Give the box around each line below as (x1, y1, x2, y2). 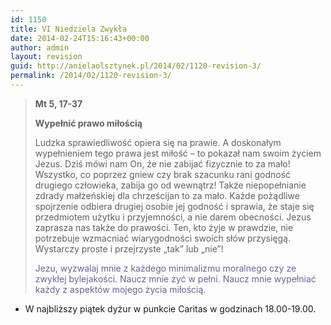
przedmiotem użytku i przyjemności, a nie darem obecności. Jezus (34, 211, 312, 223)
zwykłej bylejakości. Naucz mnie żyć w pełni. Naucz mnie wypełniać (34, 272, 317, 285)
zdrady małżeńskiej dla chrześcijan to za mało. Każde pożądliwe (34, 189, 300, 201)
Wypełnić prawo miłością (34, 117, 143, 129)
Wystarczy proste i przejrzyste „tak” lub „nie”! (34, 242, 224, 255)
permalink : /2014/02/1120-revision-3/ (10, 71, 172, 81)
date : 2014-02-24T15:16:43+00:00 (10, 33, 150, 43)
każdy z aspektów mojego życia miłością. (34, 283, 207, 295)
